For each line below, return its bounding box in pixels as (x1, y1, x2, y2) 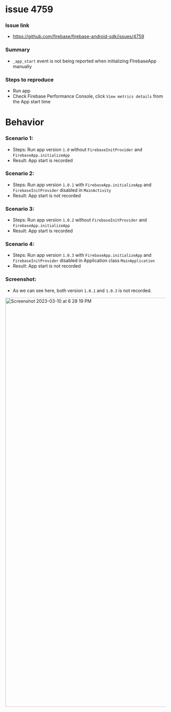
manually (12, 63, 32, 70)
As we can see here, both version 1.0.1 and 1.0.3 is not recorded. (12, 287, 152, 294)
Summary (5, 46, 31, 53)
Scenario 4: (5, 240, 35, 248)
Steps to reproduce (5, 76, 54, 83)
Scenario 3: (5, 205, 35, 212)
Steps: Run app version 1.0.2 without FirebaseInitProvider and (12, 217, 147, 223)
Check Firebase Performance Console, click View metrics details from (12, 93, 163, 99)
